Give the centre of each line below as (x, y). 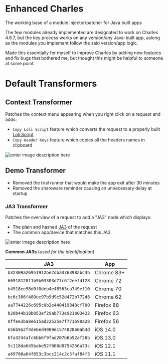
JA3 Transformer (27, 206)
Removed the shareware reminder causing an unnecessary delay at (82, 188)
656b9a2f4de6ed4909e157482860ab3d (49, 330)
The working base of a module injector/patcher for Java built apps (73, 23)
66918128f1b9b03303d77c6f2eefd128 (49, 281)
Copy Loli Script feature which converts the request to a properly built (86, 129)
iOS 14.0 (105, 330)
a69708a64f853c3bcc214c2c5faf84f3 (49, 354)
